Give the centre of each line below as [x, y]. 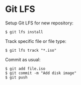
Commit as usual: [23, 59]
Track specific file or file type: [36, 41]
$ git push [16, 77]
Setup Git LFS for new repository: [39, 23]
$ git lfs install [24, 32]
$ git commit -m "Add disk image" [41, 73]
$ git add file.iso [25, 69]
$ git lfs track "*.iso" [31, 50]
